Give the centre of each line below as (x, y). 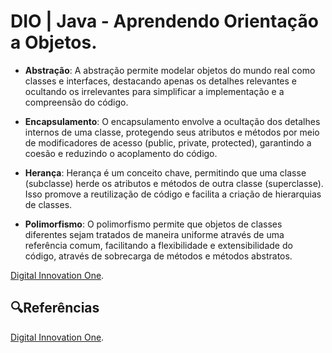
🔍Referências (55, 308)
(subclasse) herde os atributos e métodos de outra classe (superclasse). (174, 183)
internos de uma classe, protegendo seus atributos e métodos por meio (172, 132)
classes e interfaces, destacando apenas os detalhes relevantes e (161, 81)
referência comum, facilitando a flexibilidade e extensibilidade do (158, 245)
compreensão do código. (76, 102)
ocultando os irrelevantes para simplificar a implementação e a (154, 91)
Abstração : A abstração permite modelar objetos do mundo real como (170, 70)
